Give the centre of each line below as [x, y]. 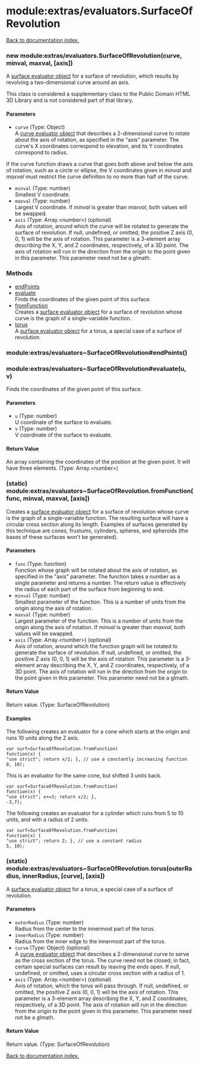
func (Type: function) [40, 564]
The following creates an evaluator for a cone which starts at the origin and [98, 732]
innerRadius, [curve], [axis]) [63, 876]
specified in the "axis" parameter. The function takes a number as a [97, 576]
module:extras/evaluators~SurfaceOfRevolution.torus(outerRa [99, 869]
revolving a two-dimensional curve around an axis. [68, 82]
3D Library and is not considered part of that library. [70, 100]
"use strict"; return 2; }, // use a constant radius [74, 841]
